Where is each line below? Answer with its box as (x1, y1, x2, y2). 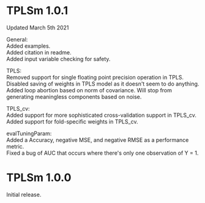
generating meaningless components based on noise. (6, 93, 142, 100)
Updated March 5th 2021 (6, 24, 69, 31)
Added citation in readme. (6, 48, 72, 56)
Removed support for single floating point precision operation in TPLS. (6, 73, 184, 81)
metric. (6, 142, 24, 150)
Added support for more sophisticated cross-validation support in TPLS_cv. (6, 111, 197, 119)
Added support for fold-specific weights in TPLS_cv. (6, 117, 138, 125)
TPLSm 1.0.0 (6, 171, 72, 185)
